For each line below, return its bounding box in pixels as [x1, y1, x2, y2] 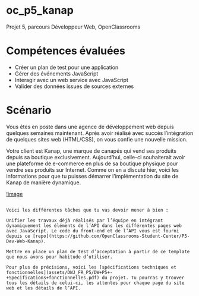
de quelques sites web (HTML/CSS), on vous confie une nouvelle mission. [6, 136, 188, 143]
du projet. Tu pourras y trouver [102, 275, 185, 281]
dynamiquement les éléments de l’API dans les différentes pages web [6, 222, 182, 229]
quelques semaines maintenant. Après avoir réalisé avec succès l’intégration [6, 129, 194, 137]
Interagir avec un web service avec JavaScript [14, 76, 129, 83]
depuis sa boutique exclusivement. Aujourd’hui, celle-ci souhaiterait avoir [6, 153, 185, 160]
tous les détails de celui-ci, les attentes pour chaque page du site [6, 280, 185, 286]
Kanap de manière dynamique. [6, 179, 81, 186]
